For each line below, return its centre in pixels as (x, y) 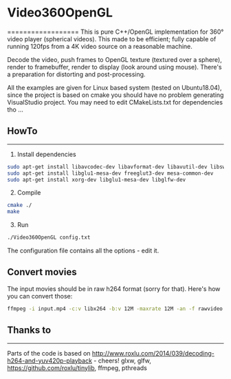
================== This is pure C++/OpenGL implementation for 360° (115, 32)
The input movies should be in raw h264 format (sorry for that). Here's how (114, 289)
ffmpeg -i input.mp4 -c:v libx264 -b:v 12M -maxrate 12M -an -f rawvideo (115, 308)
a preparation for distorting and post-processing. (76, 74)
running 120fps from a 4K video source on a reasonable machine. (100, 46)
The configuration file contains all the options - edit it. (83, 250)
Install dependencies (47, 154)
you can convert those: (40, 296)
